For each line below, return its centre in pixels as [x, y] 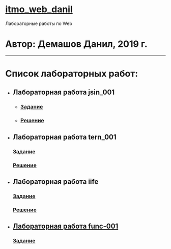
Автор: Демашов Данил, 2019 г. [76, 44]
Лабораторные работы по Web [39, 23]
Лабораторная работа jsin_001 [64, 92]
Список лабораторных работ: [72, 74]
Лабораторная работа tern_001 [64, 137]
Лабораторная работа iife [55, 182]
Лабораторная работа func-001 [65, 226]
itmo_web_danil [39, 9]
